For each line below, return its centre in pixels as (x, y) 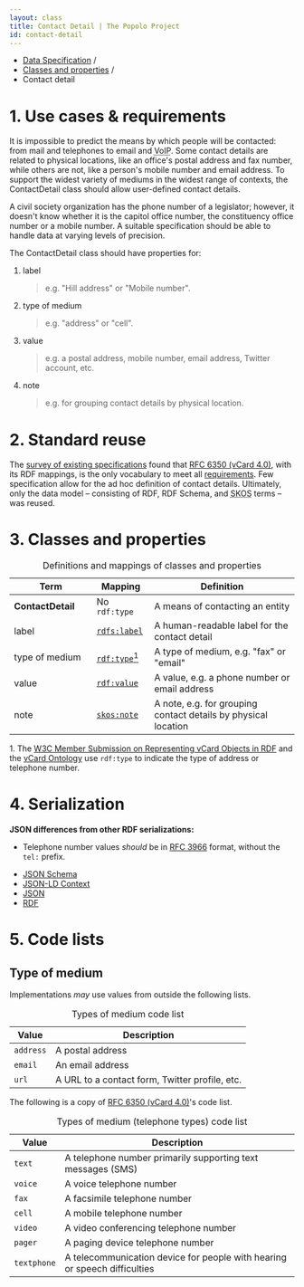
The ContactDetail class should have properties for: (105, 253)
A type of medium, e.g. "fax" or (220, 652)
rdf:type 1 (118, 658)
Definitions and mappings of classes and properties (152, 566)
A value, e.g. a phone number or (222, 678)
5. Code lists (57, 940)
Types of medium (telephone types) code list (152, 1121)
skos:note (117, 715)
